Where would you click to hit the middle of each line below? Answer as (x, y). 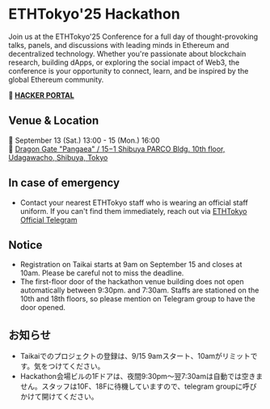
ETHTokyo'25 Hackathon (94, 14)
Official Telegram (49, 219)
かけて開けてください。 (59, 397)
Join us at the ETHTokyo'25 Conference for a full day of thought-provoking (133, 36)
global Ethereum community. (56, 79)
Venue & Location (54, 121)
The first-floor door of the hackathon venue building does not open (132, 282)
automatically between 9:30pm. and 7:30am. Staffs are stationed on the (139, 290)
